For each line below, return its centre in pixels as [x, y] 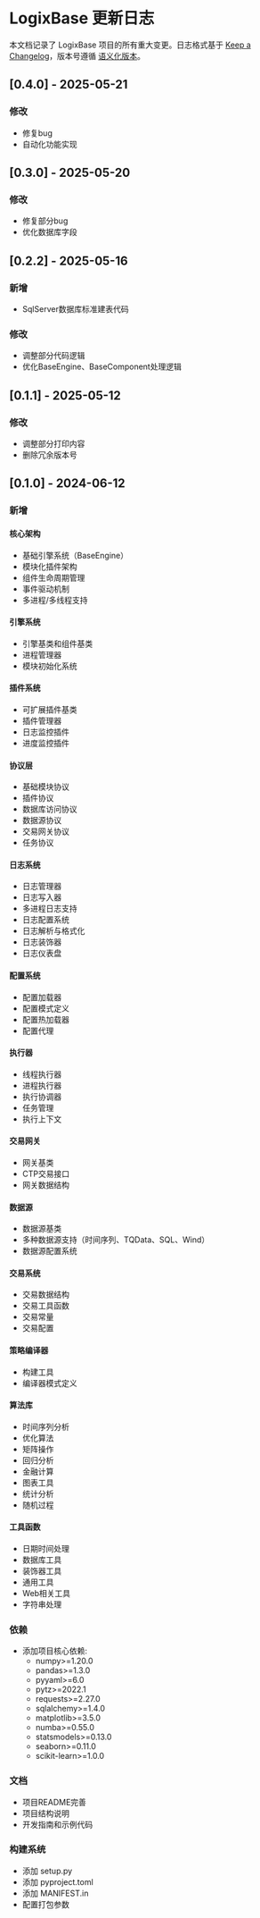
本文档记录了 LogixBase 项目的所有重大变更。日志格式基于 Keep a [130, 45]
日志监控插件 [45, 732]
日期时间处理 [45, 1548]
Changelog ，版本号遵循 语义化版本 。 [77, 55]
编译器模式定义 [49, 1383]
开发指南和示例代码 [57, 1824]
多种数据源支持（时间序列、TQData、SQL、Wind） [116, 1240]
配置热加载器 [45, 1019]
